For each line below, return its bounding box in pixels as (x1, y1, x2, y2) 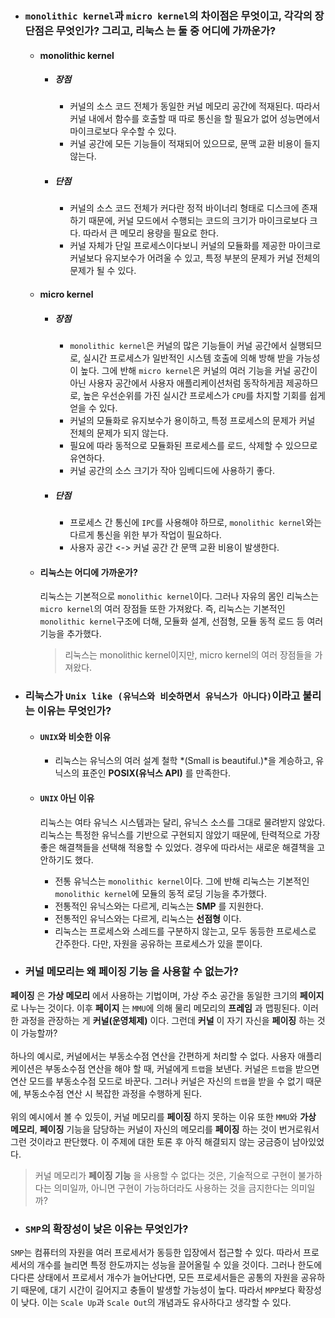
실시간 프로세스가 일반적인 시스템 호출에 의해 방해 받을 (83, 352, 294, 364)
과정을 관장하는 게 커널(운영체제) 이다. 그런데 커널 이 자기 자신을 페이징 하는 (20, 1014, 315, 1026)
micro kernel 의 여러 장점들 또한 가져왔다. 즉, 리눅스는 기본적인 (39, 603, 286, 615)
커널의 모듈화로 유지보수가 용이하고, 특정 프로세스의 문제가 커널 (69, 415, 316, 427)
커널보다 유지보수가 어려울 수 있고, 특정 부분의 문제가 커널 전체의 (69, 252, 321, 264)
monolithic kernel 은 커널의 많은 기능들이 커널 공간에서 (69, 340, 288, 352)
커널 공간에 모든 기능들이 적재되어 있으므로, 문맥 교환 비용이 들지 (69, 138, 321, 150)
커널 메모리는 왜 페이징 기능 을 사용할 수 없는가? (24, 965, 239, 979)
